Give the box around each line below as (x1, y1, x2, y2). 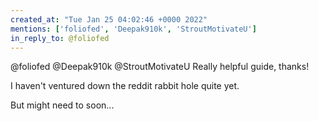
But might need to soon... (10, 99, 115, 111)
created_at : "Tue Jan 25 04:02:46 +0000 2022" (10, 14, 208, 25)
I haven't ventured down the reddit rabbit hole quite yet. (10, 80, 240, 92)
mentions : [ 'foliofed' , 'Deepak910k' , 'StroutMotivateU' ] (10, 24, 257, 34)
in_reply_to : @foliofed (10, 33, 110, 43)
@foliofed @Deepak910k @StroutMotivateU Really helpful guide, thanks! (10, 61, 310, 73)
